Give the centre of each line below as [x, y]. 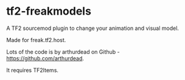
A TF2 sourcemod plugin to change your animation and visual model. [93, 28]
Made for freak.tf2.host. [36, 40]
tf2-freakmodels [49, 11]
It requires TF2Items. [33, 70]
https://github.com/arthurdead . [45, 58]
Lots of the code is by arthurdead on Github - [63, 52]
